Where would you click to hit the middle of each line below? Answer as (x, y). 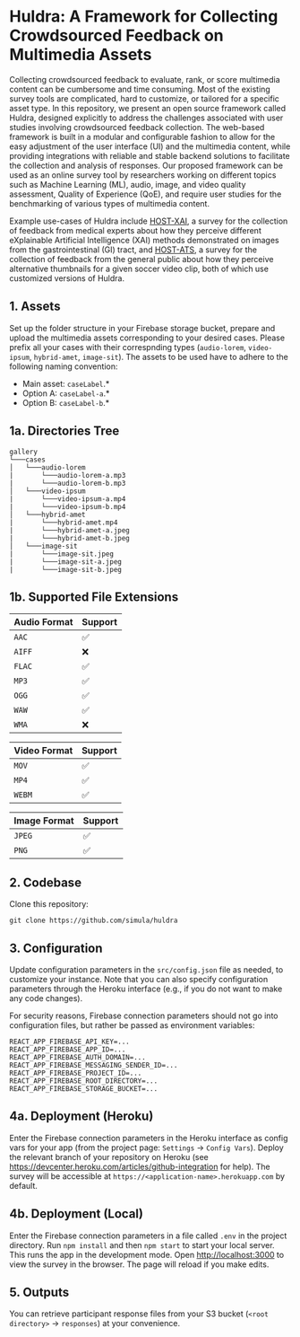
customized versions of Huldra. (67, 278)
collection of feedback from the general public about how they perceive (141, 259)
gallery (24, 452)
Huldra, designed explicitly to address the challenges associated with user (146, 118)
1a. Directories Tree (64, 431)
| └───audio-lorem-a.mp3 (68, 475)
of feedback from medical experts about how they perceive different (135, 230)
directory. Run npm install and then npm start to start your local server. (142, 1245)
